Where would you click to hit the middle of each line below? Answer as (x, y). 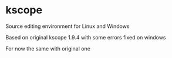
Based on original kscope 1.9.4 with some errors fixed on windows (86, 37)
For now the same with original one (48, 48)
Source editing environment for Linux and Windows (68, 26)
